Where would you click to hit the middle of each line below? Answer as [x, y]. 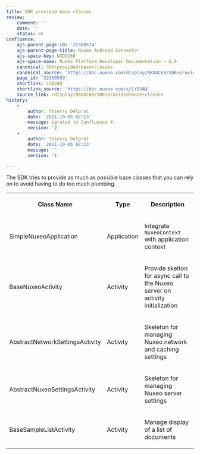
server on [158, 291]
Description [168, 205]
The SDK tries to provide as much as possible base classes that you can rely [100, 178]
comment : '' [32, 23]
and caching [162, 350]
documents [160, 437]
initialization [161, 306]
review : [16, 17]
